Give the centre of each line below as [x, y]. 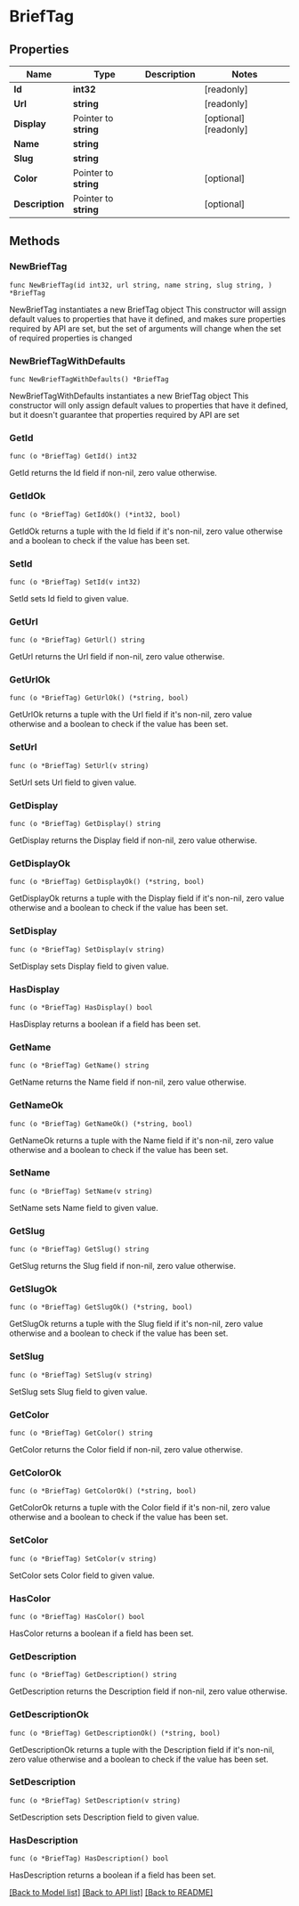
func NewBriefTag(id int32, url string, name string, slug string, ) [141, 285]
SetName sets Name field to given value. [84, 1207]
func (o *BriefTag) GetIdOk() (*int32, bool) [95, 514]
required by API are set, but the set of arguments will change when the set [145, 328]
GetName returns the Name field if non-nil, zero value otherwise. [128, 1082]
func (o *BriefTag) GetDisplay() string [85, 824]
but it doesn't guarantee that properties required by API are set [125, 414]
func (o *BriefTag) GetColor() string [81, 1433]
